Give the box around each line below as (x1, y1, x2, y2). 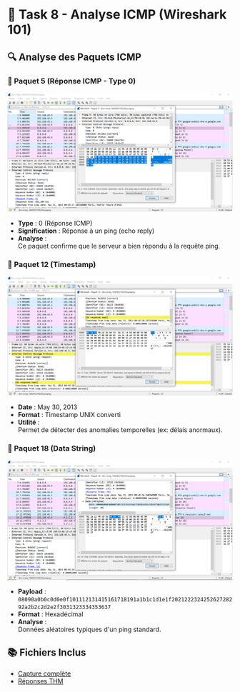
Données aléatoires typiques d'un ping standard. (17, 625, 161, 633)
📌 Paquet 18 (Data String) (7, 443, 96, 453)
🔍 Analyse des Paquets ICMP (7, 51, 141, 63)
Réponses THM (17, 676, 64, 685)
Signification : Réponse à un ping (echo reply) (17, 226, 155, 235)
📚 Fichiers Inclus (7, 646, 86, 659)
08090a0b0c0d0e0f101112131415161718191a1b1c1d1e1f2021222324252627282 (17, 596, 233, 603)
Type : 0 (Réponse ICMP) (17, 219, 93, 228)
